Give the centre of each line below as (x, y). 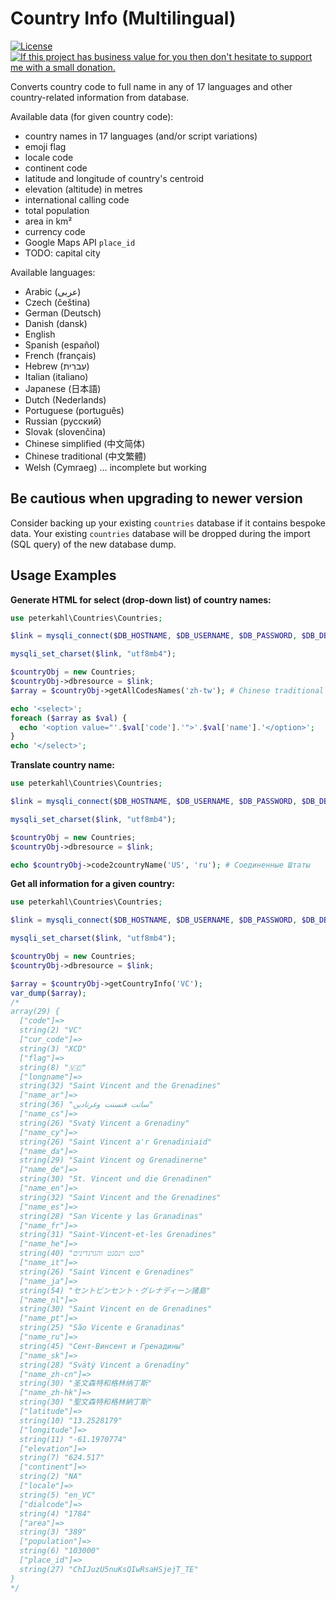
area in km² (48, 221)
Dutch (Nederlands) (65, 399)
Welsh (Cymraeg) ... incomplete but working (115, 467)
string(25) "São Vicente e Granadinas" (102, 1328)
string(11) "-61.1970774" (73, 1439)
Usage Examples (63, 575)
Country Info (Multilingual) (123, 18)
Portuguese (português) (74, 410)
